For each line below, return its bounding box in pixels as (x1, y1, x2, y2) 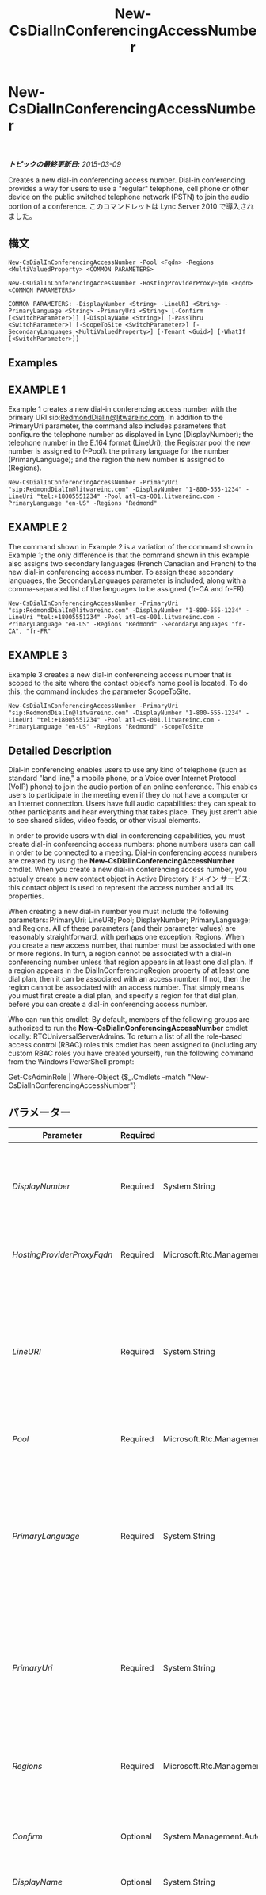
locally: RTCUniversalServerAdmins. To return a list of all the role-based (8, 1032, 243, 1041)
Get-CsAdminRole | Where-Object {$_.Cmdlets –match (8, 1072, 186, 1082)
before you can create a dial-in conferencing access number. (8, 1000, 208, 1009)
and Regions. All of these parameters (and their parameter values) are (8, 924, 236, 933)
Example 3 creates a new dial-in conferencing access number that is (8, 669, 232, 679)
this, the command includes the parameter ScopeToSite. (8, 687, 192, 696)
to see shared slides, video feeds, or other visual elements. (8, 816, 200, 825)
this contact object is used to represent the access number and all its (8, 883, 234, 893)
